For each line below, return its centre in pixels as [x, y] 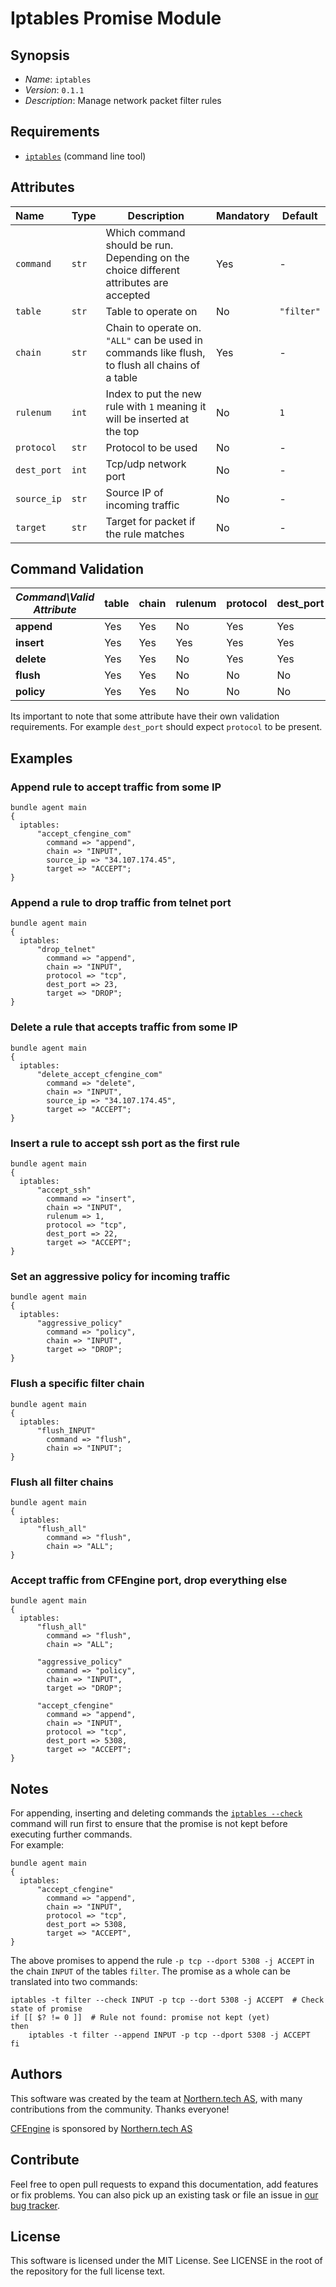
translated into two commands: [74, 1982]
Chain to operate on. [153, 327]
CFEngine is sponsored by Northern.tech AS [101, 2128]
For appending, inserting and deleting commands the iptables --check [156, 1813]
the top [122, 431]
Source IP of [134, 492]
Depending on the [147, 257]
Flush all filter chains [62, 1482]
